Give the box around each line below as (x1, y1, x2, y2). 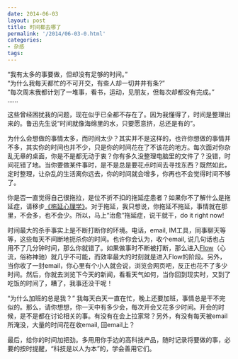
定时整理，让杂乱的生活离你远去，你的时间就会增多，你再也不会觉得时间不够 (7, 169, 231, 177)
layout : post (7, 17, 46, 24)
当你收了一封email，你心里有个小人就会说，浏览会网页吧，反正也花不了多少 (7, 261, 228, 269)
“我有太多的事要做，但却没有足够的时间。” (7, 70, 128, 78)
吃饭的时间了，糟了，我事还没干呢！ (7, 278, 113, 287)
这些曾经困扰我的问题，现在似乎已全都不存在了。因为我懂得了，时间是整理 (7, 110, 225, 119)
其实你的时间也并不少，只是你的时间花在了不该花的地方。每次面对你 (25, 143, 225, 151)
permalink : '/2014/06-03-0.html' (7, 30, 106, 37)
